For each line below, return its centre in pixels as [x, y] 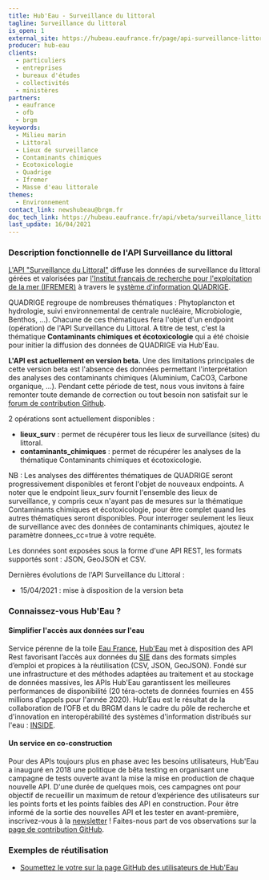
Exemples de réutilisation [59, 850]
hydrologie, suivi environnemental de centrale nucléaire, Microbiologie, [125, 311]
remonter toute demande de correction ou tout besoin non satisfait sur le [128, 395]
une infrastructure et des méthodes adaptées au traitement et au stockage [131, 674]
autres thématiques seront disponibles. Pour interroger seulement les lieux [131, 518]
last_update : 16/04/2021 [50, 225]
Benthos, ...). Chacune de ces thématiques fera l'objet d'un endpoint [121, 320]
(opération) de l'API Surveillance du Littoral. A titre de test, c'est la [117, 328]
